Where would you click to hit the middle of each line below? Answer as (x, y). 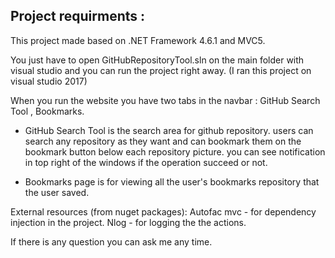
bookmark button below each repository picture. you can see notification (175, 151)
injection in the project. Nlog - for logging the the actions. (128, 222)
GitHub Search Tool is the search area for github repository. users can (169, 130)
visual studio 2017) (49, 81)
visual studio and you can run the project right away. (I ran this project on (161, 70)
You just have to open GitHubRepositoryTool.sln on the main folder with (157, 60)
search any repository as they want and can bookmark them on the (163, 141)
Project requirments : (78, 16)
